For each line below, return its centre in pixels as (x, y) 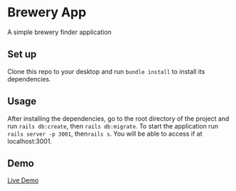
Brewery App (47, 12)
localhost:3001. (29, 141)
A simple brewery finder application (60, 32)
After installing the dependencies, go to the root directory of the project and (118, 119)
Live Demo (23, 180)
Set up (22, 54)
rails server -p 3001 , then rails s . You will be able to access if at (105, 133)
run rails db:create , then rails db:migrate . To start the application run (113, 126)
